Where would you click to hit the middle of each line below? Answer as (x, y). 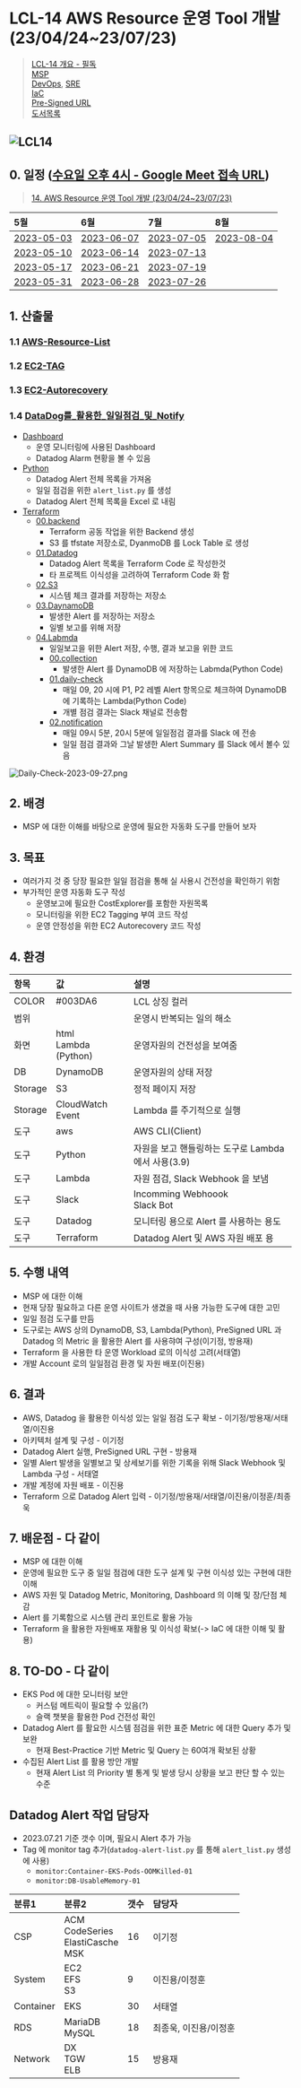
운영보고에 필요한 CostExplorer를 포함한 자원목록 (122, 903)
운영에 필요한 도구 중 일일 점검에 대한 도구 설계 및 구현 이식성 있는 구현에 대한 (157, 1573)
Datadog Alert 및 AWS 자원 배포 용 (203, 1239)
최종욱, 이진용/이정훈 (194, 2028)
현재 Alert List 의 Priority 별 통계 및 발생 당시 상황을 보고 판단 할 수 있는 (160, 1773)
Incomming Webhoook (181, 1194)
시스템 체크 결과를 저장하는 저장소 (108, 595)
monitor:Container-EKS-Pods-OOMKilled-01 (114, 1872)
